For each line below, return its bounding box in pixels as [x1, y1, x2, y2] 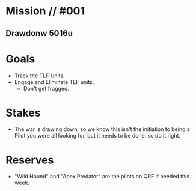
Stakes [5, 106, 41, 120]
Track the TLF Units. [14, 72, 65, 79]
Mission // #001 [5, 4, 85, 18]
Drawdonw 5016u [5, 28, 73, 38]
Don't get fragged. [23, 85, 70, 92]
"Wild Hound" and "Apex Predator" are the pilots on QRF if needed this [14, 173, 190, 180]
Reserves [5, 153, 54, 166]
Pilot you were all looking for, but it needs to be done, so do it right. [14, 132, 181, 139]
